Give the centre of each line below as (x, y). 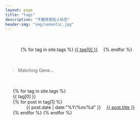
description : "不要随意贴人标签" (38, 19)
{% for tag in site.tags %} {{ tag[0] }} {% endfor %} (76, 50)
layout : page (19, 10)
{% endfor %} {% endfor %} (42, 113)
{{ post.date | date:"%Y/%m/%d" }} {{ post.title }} (80, 107)
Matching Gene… (36, 70)
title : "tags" (20, 15)
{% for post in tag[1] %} (37, 102)
